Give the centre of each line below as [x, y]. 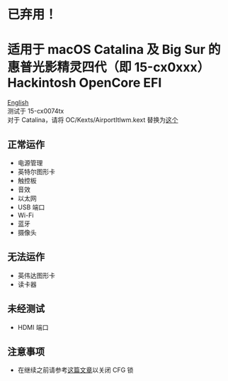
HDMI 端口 [33, 327]
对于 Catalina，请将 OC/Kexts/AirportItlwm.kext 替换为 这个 [93, 120]
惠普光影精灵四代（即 [70, 67]
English [18, 103]
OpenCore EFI [120, 83]
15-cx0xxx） [172, 67]
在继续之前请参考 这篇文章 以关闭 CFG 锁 [75, 370]
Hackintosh [42, 83]
